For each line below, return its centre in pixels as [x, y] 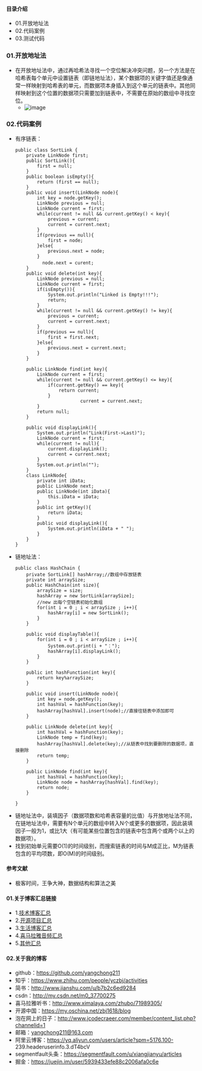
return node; [53, 787]
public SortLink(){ [51, 160]
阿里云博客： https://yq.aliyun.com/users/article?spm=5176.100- [94, 1040]
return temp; [53, 756]
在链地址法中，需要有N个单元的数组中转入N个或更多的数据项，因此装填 [104, 823]
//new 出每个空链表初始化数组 [70, 602]
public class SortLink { [46, 150]
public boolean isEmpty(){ [60, 176]
